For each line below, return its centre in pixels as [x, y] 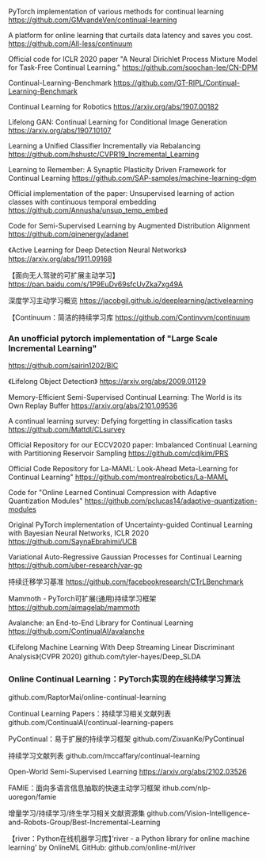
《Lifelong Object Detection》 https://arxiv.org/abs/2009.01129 [107, 382]
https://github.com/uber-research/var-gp [75, 566]
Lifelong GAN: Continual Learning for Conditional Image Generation [118, 122]
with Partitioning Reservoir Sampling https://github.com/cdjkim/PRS [118, 453]
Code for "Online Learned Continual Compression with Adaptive [112, 493]
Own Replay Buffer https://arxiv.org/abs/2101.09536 [93, 406]
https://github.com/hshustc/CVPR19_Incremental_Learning [104, 154]
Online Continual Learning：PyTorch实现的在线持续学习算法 [124, 679]
